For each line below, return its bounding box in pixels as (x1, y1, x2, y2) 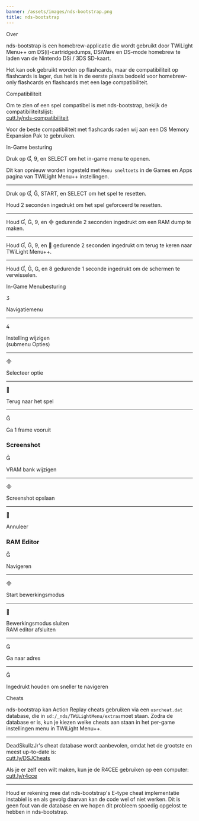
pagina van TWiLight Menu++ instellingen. (6, 172, 110, 180)
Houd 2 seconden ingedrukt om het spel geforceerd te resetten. (6, 201, 162, 208)
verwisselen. (6, 271, 37, 279)
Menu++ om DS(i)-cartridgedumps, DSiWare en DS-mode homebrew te (6, 48, 181, 55)
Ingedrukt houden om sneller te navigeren (6, 683, 108, 691)
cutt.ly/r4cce (6, 772, 37, 780)
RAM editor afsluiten (6, 626, 56, 633)
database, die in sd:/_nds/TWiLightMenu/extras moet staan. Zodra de (6, 713, 174, 720)
